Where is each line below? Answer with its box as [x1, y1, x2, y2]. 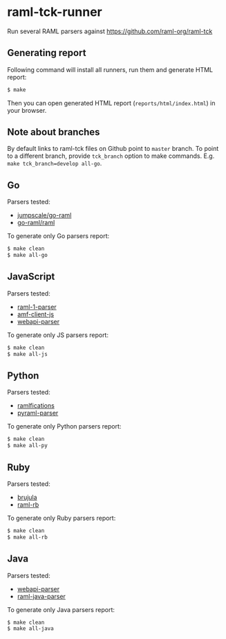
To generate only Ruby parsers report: [7, 514, 116, 522]
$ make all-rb [7, 534, 48, 541]
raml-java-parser [17, 592, 66, 600]
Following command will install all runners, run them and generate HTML [7, 65, 214, 73]
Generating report [7, 47, 86, 59]
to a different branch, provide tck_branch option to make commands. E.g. [7, 152, 215, 160]
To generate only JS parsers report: [7, 330, 109, 339]
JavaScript [7, 271, 55, 282]
